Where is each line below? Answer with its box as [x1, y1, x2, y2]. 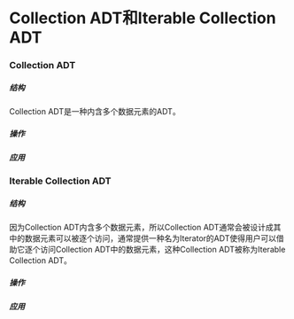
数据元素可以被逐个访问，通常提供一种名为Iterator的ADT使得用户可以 [24, 233, 277, 244]
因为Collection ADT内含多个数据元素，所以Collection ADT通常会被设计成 [9, 222, 275, 233]
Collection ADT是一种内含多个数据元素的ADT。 [9, 106, 181, 117]
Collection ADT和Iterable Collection [9, 8, 276, 28]
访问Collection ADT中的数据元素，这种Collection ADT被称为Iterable [39, 245, 286, 255]
